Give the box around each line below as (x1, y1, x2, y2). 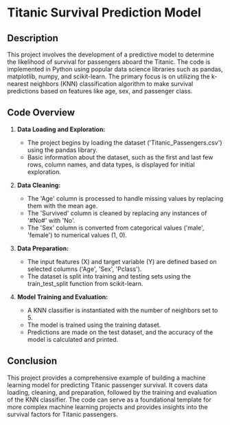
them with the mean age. (27, 201, 98, 210)
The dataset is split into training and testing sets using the (27, 272, 191, 280)
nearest (7, 80, 29, 87)
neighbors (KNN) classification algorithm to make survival (30, 80, 194, 87)
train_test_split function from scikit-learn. (27, 279, 143, 287)
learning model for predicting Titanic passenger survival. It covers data (7, 380, 208, 389)
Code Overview (7, 107, 76, 118)
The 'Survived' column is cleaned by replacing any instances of (27, 208, 207, 217)
